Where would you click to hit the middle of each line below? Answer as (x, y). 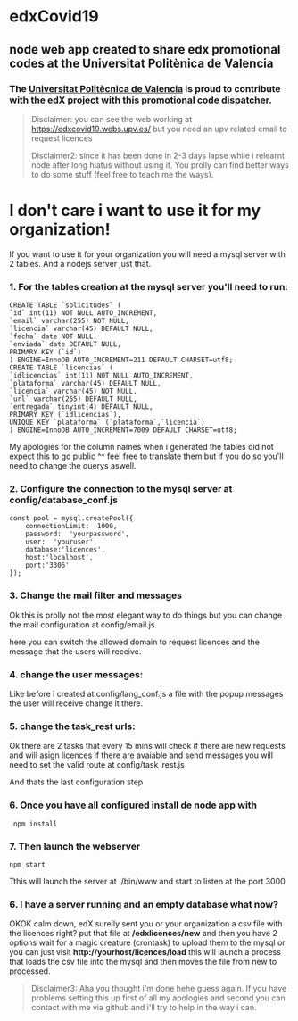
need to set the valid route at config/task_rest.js (97, 765)
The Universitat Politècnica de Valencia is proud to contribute (145, 88)
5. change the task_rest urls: (72, 726)
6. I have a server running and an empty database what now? (144, 904)
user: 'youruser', (62, 542)
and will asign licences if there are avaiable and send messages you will (141, 755)
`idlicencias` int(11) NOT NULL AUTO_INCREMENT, (101, 376)
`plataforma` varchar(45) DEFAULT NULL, (86, 384)
